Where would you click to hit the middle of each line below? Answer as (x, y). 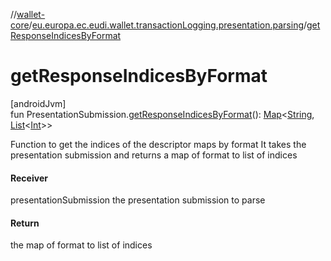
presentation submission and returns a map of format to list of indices (154, 155)
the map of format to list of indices (81, 245)
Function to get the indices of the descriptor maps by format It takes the (158, 144)
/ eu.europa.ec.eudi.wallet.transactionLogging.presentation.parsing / (168, 25)
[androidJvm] (38, 103)
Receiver (29, 178)
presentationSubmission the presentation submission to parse (138, 200)
